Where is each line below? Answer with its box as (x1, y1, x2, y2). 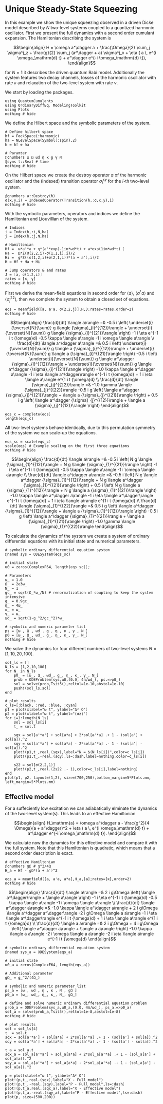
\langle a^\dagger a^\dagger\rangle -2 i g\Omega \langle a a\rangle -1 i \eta (6, 910, 157, 916)
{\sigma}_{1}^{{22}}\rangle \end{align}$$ (40, 524, 123, 529)
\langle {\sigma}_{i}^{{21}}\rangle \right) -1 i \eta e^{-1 (51, 330, 159, 336)
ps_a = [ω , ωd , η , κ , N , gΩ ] (5, 988, 77, 993)
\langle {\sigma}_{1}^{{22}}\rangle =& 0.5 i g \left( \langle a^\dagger (18, 503, 154, 508)
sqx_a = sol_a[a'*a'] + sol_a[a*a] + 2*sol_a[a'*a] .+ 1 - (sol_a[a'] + (5, 1052, 156, 1057)
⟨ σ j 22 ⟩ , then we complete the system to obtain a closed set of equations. (5, 296, 150, 303)
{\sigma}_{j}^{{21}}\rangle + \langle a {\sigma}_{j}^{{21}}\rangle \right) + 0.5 (5, 392, 158, 398)
